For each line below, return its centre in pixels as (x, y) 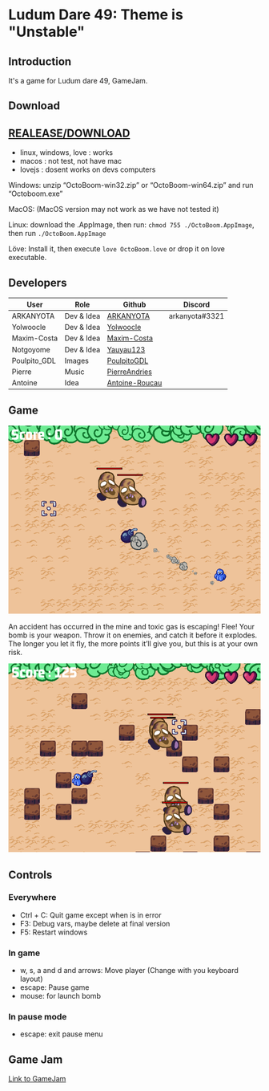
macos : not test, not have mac (71, 161)
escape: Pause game (54, 987)
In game (24, 953)
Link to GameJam (37, 1079)
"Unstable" (47, 32)
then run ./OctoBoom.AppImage (57, 234)
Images (77, 360)
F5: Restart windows (54, 932)
